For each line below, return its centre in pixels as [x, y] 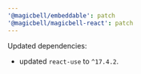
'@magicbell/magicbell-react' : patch [70, 23]
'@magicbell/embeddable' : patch [61, 16]
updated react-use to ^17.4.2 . [69, 61]
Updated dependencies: [47, 45]
